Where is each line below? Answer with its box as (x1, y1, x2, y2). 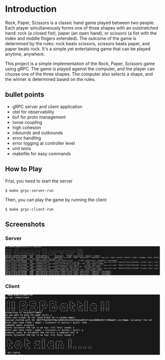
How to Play (5, 165, 43, 173)
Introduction (5, 3, 57, 15)
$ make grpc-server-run (5, 188, 54, 193)
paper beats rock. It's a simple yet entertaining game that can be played (5, 46, 151, 52)
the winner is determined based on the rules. (5, 76, 96, 82)
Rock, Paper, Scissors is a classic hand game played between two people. (5, 20, 155, 26)
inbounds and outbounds (12, 129, 63, 136)
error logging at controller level (12, 140, 75, 146)
